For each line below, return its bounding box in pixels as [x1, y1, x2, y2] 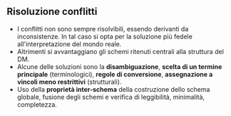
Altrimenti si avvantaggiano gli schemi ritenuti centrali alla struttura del [16, 47, 224, 56]
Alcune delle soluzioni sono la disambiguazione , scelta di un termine [16, 62, 222, 70]
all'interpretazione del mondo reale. [16, 39, 122, 48]
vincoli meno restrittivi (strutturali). [16, 78, 122, 86]
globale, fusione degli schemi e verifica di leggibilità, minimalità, [16, 93, 205, 101]
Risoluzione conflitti [6, 6, 98, 18]
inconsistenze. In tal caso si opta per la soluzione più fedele [16, 32, 193, 41]
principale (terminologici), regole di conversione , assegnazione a [16, 70, 213, 78]
